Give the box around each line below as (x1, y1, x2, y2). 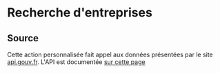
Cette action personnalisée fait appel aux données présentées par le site (7, 50, 214, 59)
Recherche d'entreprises (7, 5, 153, 21)
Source (7, 32, 39, 44)
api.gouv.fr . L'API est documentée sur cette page (7, 58, 146, 66)
